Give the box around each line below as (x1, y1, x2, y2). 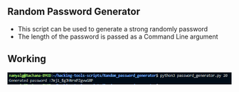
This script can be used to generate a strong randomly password (17, 24, 208, 33)
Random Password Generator (7, 6, 141, 18)
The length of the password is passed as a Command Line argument (17, 32, 218, 41)
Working (7, 53, 46, 65)
